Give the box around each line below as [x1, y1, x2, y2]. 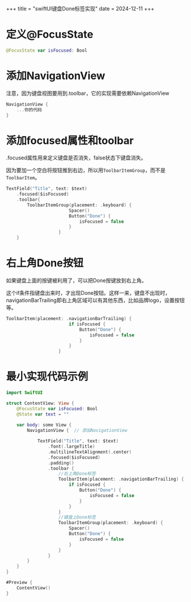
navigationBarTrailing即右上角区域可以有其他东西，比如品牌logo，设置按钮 [6, 297, 185, 304]
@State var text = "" [16, 411, 69, 417]
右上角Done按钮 [6, 257, 84, 270]
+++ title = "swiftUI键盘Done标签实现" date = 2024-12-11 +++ [6, 5, 155, 12]
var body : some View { [16, 422, 72, 428]
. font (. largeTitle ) [47, 444, 95, 450]
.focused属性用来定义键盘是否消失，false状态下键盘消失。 [6, 154, 147, 161]
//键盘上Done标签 [58, 515, 96, 521]
